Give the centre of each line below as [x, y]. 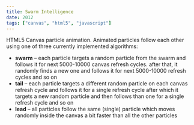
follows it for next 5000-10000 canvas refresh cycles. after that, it [96, 64]
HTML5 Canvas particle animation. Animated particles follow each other [95, 40]
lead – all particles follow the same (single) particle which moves [95, 109]
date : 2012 [20, 17]
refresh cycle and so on [44, 103]
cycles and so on [36, 77]
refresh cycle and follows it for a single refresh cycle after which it [97, 90]
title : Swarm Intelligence [40, 12]
